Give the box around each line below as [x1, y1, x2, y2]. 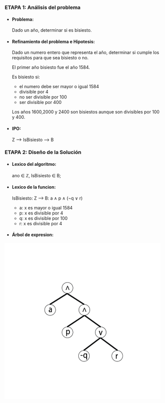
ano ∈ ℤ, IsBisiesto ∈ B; [11, 172, 61, 178]
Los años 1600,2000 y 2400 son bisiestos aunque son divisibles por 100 [11, 109, 160, 115]
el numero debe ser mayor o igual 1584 [19, 84, 100, 90]
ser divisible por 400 [19, 100, 62, 105]
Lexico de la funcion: [11, 184, 56, 190]
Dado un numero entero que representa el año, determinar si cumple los [11, 50, 160, 55]
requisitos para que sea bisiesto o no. [11, 55, 89, 61]
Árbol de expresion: [11, 232, 54, 238]
